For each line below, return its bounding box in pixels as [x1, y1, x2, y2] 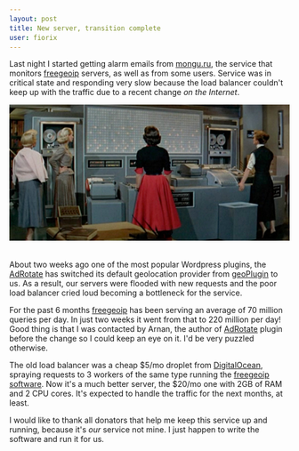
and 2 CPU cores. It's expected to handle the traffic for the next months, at [9, 388, 283, 399]
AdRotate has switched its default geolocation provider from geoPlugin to [9, 269, 279, 279]
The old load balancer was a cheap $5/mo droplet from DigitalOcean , [9, 360, 263, 371]
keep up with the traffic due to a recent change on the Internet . [9, 87, 240, 98]
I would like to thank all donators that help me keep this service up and [9, 415, 268, 426]
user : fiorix [9, 33, 58, 42]
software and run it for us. [9, 434, 105, 445]
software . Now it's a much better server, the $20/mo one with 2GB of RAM [9, 379, 283, 390]
